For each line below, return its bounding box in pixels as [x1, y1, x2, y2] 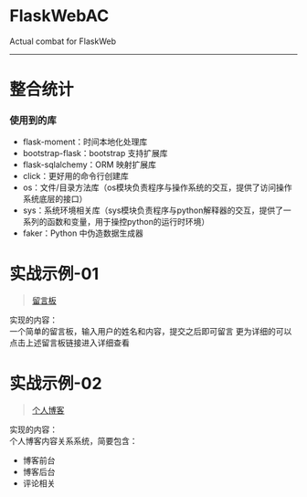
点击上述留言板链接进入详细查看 [9, 337, 130, 348]
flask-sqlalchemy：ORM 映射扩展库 [22, 159, 157, 170]
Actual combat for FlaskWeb [9, 36, 117, 47]
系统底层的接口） [22, 194, 88, 205]
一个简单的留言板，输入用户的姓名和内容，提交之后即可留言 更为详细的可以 [9, 326, 292, 337]
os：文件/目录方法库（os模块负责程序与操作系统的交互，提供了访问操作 [22, 182, 292, 193]
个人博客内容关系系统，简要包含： [9, 436, 138, 447]
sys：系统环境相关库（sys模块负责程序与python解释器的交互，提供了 [22, 205, 283, 216]
